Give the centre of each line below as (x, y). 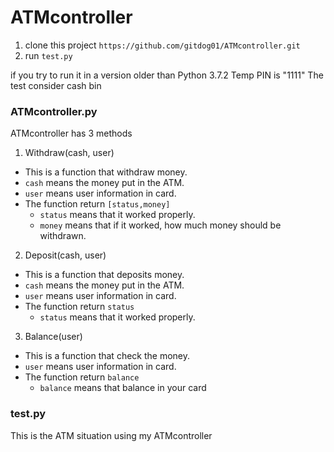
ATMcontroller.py (54, 111)
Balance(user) (53, 337)
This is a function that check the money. (107, 356)
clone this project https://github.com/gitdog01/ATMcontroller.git (162, 45)
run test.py (48, 55)
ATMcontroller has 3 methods (71, 133)
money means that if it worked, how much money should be (160, 225)
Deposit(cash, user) (65, 255)
